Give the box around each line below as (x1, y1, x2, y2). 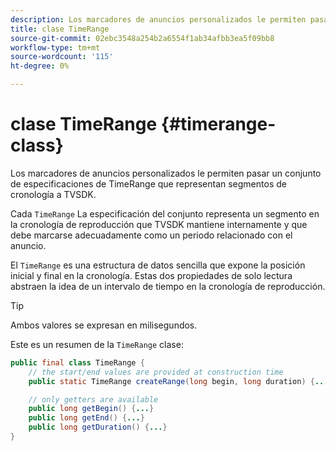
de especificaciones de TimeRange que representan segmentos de (10, 177, 287, 190)
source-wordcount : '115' (10, 52, 114, 62)
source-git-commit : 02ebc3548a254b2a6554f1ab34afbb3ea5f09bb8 (10, 33, 275, 43)
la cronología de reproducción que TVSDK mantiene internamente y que (10, 218, 308, 230)
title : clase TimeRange (10, 24, 110, 34)
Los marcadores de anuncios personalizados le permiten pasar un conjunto (10, 167, 322, 179)
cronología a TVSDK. (10, 188, 97, 200)
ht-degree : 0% (10, 61, 70, 71)
